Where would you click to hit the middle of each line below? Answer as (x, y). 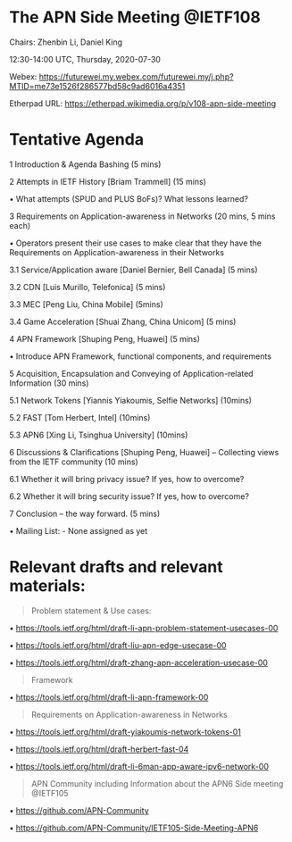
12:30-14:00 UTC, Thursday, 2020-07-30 (85, 59)
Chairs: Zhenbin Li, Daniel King (66, 42)
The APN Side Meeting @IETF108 (135, 17)
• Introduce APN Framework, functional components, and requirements (141, 356)
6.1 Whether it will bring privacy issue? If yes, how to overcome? (127, 479)
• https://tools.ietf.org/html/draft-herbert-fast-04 (99, 749)
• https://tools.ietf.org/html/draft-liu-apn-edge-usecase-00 (118, 645)
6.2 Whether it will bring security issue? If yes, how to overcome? (129, 496)
